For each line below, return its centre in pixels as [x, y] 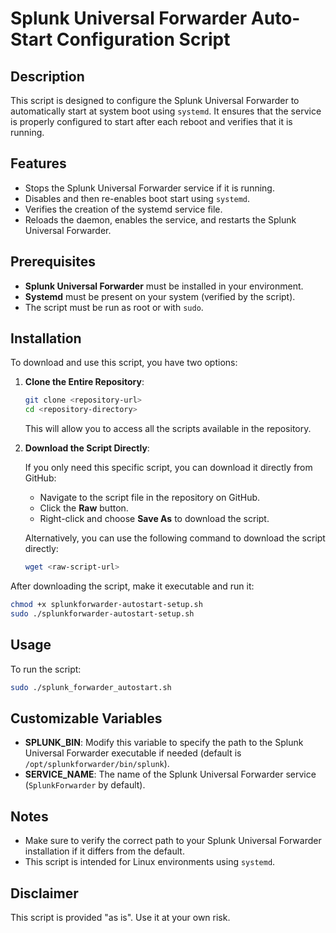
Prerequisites [53, 262]
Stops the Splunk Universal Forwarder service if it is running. [149, 188]
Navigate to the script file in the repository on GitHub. [150, 498]
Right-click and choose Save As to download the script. [154, 519]
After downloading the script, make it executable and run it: [132, 586]
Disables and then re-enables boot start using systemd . [137, 198]
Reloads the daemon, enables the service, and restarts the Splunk [160, 219]
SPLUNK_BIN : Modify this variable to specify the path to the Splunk [164, 743]
